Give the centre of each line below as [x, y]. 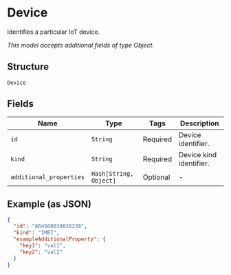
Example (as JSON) [49, 204]
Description [199, 123]
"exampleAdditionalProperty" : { [60, 239]
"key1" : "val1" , [43, 245]
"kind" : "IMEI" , [36, 233]
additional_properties [47, 177]
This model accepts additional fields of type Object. [81, 45]
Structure [28, 67]
